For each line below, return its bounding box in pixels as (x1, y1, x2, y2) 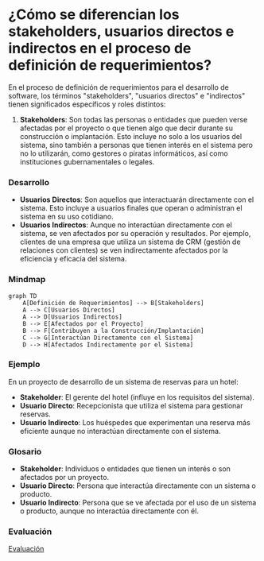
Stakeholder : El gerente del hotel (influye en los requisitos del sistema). (19, 392, 254, 402)
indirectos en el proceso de (8, 40, 192, 57)
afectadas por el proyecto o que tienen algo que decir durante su (19, 123, 233, 133)
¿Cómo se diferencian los (8, 6, 181, 24)
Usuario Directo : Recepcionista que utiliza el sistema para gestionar (19, 400, 243, 410)
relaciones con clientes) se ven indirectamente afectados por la (19, 246, 228, 255)
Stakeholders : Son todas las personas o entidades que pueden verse (19, 114, 248, 124)
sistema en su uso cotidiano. (19, 212, 114, 222)
